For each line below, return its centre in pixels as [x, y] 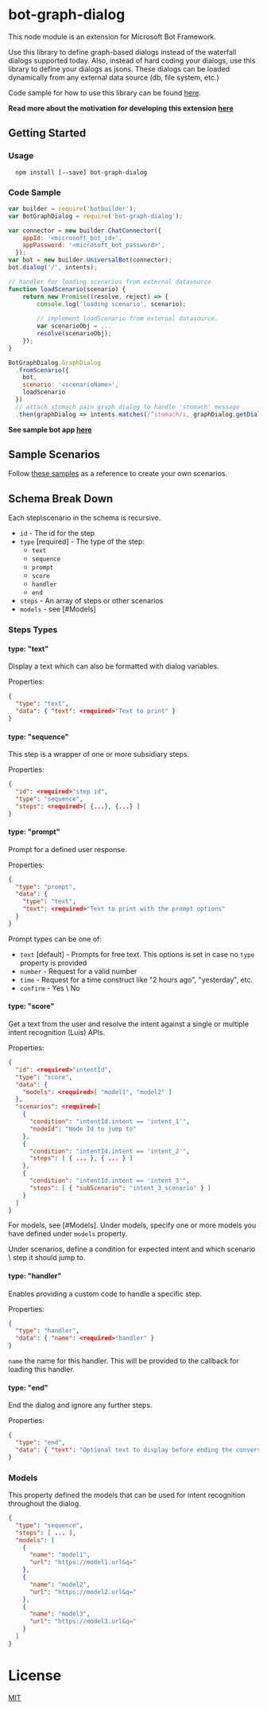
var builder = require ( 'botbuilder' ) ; [72, 208]
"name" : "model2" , [60, 1584]
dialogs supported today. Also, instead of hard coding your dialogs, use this [132, 60]
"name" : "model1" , [60, 1555]
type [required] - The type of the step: [82, 541]
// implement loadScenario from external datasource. [128, 319]
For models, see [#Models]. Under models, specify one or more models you [132, 1225]
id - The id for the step [57, 533]
